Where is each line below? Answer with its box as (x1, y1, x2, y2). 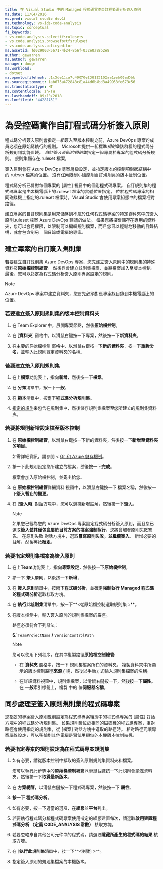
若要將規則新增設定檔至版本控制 (5, 425, 80, 432)
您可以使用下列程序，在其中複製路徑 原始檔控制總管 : (12, 652, 115, 657)
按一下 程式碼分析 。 (12, 795, 52, 801)
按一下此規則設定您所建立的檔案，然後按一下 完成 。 (12, 463, 114, 469)
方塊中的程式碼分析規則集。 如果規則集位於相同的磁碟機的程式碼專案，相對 (5, 720, 155, 726)
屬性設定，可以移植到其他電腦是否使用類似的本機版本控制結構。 (9, 732, 137, 738)
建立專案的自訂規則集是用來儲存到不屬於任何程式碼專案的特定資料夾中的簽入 (5, 211, 158, 217)
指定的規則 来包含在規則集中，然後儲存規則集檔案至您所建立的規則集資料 (12, 406, 157, 411)
